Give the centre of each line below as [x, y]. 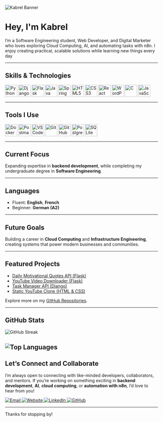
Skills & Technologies [38, 76]
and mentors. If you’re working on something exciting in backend [70, 380]
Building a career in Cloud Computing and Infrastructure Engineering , [76, 239]
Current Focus [27, 154]
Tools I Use [22, 115]
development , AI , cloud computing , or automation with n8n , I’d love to [77, 386]
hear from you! [20, 391]
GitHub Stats [25, 320]
